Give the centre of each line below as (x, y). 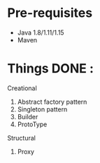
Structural (22, 138)
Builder (28, 116)
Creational (22, 88)
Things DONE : (51, 69)
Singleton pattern (42, 109)
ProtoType (32, 124)
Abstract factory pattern (52, 102)
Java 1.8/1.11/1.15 (41, 32)
